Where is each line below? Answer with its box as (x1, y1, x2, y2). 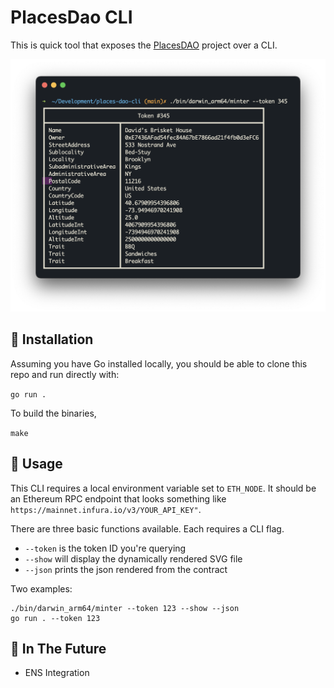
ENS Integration (24, 667, 90, 679)
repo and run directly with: (10, 368, 120, 380)
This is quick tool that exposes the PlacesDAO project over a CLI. (10, 39, 278, 51)
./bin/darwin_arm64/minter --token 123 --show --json (10, 603, 240, 613)
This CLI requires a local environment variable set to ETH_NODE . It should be (10, 482, 317, 494)
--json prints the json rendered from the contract (24, 563, 228, 575)
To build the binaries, (10, 407, 97, 419)
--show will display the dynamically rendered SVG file (24, 552, 243, 565)
